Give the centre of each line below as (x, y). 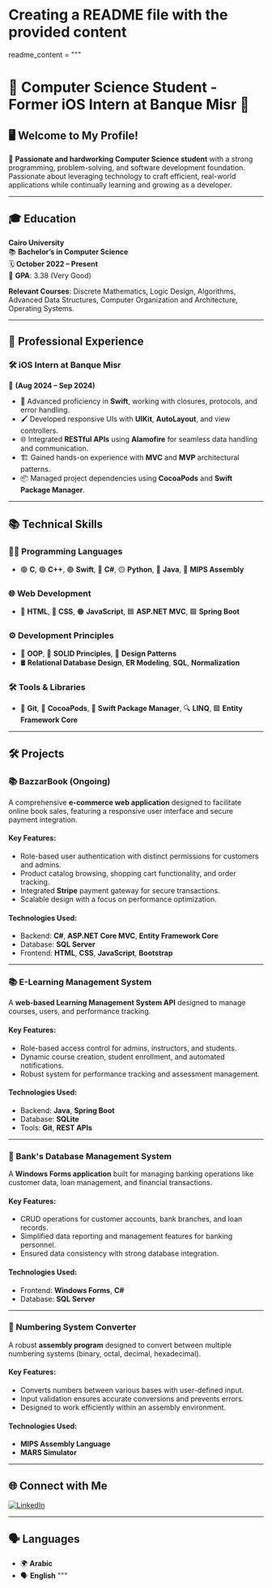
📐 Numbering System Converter (72, 1327)
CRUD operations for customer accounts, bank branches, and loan (131, 1219)
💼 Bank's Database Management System (90, 1156)
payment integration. (43, 820)
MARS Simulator (48, 1453)
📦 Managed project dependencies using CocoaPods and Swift (126, 478)
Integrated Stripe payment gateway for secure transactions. (120, 890)
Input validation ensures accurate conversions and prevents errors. (132, 1399)
